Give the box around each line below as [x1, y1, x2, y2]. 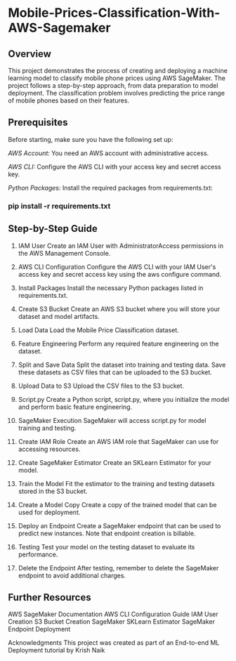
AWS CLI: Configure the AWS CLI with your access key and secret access [8, 162, 221, 171]
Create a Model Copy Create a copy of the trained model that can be [18, 500, 217, 509]
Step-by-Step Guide [8, 223, 98, 235]
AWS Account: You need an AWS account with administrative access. [8, 149, 209, 157]
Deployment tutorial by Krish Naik [8, 646, 105, 655]
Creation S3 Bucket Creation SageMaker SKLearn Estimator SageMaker [8, 617, 215, 626]
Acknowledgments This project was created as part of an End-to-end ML [8, 639, 220, 647]
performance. [18, 550, 58, 558]
